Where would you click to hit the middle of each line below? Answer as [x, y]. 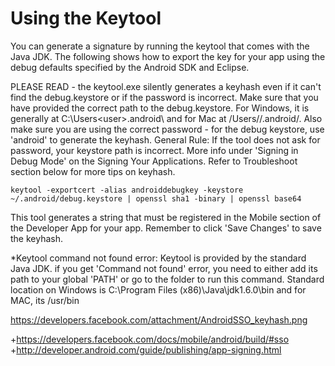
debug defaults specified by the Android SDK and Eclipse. [130, 67]
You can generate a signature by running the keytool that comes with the [160, 46]
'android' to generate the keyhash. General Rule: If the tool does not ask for [165, 139]
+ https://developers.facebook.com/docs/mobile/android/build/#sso [150, 339]
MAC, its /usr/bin [45, 300]
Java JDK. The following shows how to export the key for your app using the [168, 56]
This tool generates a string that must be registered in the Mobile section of [166, 217]
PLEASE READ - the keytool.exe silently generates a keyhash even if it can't [166, 86]
